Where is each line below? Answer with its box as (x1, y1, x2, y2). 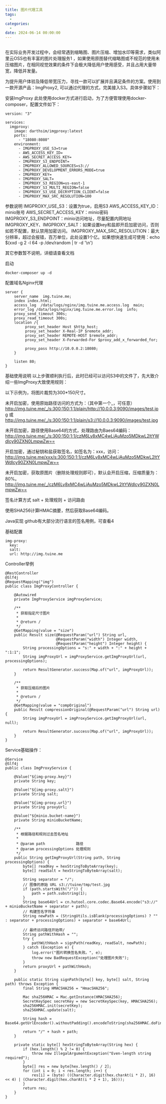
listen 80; (14, 359, 37, 364)
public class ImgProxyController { (5, 584, 79, 589)
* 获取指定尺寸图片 (16, 611, 50, 616)
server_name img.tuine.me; (14, 294, 72, 299)
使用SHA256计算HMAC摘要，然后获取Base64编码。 (5, 507, 112, 514)
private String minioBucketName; (14, 818, 83, 823)
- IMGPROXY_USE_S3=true (18, 146, 68, 151)
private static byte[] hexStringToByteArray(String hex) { (14, 1042, 138, 1047)
